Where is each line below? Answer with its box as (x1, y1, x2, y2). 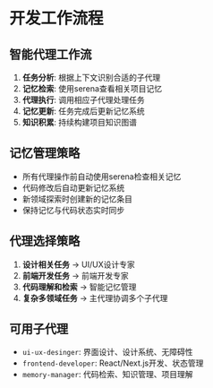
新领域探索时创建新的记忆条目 (21, 194, 132, 204)
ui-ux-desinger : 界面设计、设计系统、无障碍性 (21, 347, 194, 358)
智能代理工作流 (9, 47, 92, 62)
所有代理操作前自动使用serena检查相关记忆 (21, 171, 182, 182)
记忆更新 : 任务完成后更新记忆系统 (21, 106, 145, 116)
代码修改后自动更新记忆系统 (21, 182, 125, 193)
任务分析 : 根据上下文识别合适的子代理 (21, 73, 161, 82)
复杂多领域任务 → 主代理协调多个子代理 (21, 292, 168, 303)
